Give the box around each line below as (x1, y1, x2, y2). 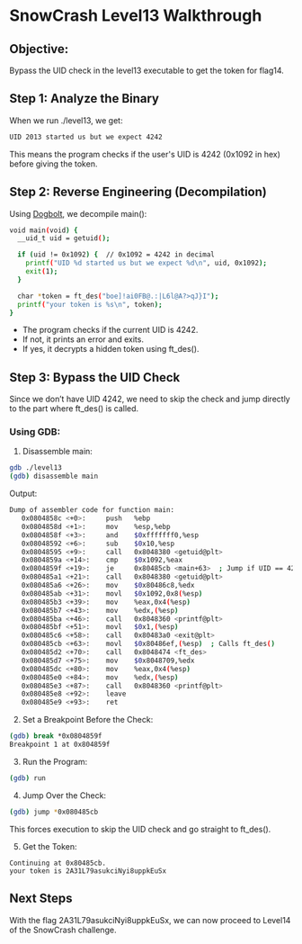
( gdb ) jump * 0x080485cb (9, 807, 99, 816)
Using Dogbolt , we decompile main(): (9, 208, 147, 219)
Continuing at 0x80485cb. (9, 859, 106, 868)
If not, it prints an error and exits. (22, 334, 144, 345)
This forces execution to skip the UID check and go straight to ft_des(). (9, 823, 271, 834)
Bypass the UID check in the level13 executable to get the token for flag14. (9, 65, 285, 76)
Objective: (9, 41, 69, 57)
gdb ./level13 (9, 463, 63, 472)
